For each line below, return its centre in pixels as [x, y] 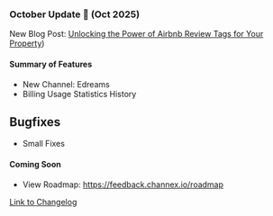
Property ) [27, 43]
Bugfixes [35, 122]
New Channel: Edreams [66, 84]
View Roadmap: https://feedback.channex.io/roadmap [123, 184]
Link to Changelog [43, 202]
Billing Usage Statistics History [79, 94]
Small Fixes [44, 144]
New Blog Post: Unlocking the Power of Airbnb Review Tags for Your [136, 34]
